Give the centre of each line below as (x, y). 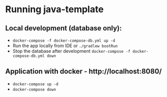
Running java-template (55, 9)
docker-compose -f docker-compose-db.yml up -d (64, 41)
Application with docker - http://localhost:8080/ (83, 71)
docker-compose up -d (35, 84)
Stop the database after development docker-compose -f (71, 51)
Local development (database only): (64, 28)
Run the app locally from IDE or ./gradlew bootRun (65, 46)
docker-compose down (34, 89)
